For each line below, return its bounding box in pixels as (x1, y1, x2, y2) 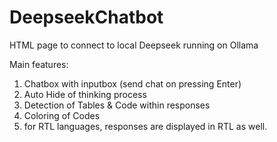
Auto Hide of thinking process (23, 88, 147, 100)
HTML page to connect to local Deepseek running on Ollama (9, 39, 259, 51)
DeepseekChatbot (9, 6, 164, 29)
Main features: (9, 58, 69, 70)
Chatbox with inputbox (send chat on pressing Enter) (23, 77, 242, 90)
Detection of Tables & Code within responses (23, 99, 211, 111)
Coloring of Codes (23, 109, 101, 121)
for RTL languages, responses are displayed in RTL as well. (23, 120, 268, 132)
